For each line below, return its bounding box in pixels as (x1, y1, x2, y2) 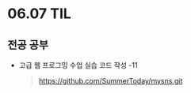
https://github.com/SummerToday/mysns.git (38, 76, 183, 85)
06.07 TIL (7, 5, 72, 23)
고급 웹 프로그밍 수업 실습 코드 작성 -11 (18, 61, 138, 69)
